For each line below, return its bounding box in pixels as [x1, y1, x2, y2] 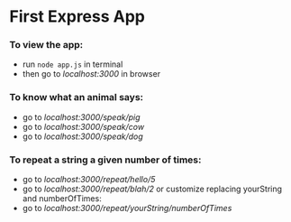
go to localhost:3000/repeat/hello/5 [22, 174, 156, 185]
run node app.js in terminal [22, 59, 123, 69]
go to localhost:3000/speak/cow [22, 121, 145, 132]
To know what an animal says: [9, 91, 144, 104]
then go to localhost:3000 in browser [22, 69, 160, 79]
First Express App [9, 6, 146, 27]
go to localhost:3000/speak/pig [22, 111, 141, 123]
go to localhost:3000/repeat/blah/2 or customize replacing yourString [22, 183, 282, 195]
